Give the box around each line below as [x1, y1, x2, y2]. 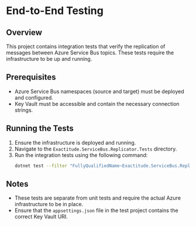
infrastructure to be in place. [14, 201, 84, 208]
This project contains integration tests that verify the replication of [6, 43, 166, 50]
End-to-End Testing [6, 4, 104, 18]
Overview [6, 28, 43, 37]
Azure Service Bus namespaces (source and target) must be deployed [14, 88, 184, 95]
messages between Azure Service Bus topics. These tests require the [6, 49, 174, 56]
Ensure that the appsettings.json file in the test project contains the [14, 207, 178, 214]
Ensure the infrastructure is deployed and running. [14, 139, 136, 146]
